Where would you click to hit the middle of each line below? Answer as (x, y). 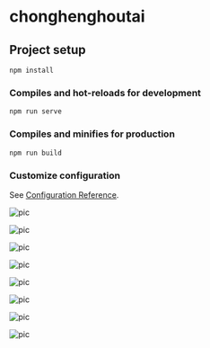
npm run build (36, 153)
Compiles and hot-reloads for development (105, 93)
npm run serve (36, 112)
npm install (31, 70)
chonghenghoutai (77, 17)
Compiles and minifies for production (92, 134)
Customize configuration (65, 175)
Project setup (48, 50)
